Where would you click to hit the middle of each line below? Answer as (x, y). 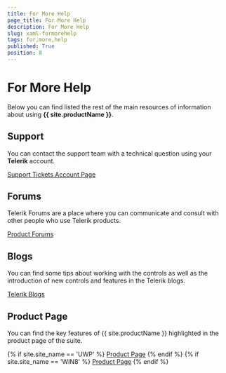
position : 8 (25, 53)
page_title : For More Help (47, 20)
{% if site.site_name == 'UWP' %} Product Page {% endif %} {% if (103, 354)
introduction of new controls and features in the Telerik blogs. (97, 280)
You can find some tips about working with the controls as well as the (108, 273)
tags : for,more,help (38, 40)
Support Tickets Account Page (52, 174)
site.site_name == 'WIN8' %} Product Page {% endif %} (88, 362)
